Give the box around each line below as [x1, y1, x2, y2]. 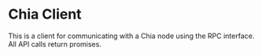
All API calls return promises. [8, 39, 102, 48]
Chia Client [8, 5, 82, 23]
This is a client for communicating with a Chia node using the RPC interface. [8, 31, 255, 40]
